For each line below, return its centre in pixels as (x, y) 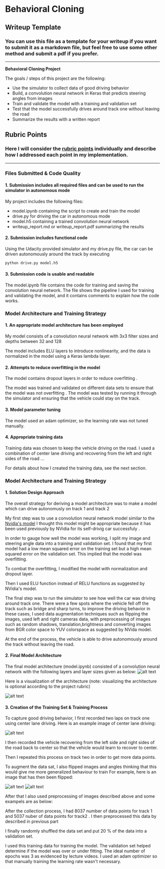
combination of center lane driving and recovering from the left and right (78, 453)
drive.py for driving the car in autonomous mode (61, 216)
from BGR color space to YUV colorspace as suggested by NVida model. (79, 629)
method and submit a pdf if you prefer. (52, 54)
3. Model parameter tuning (33, 409)
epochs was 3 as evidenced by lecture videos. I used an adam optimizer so (81, 856)
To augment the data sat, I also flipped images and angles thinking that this (81, 767)
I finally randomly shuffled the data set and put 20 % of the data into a (76, 831)
